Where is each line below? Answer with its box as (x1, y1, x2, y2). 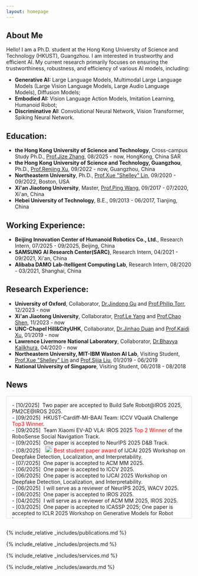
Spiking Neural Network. (14, 114, 75, 121)
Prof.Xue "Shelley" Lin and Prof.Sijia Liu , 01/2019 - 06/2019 (14, 356, 158, 364)
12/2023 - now (14, 306, 51, 313)
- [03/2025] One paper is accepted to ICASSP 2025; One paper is (12, 503, 173, 510)
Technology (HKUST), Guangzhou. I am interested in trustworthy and (6, 53, 174, 60)
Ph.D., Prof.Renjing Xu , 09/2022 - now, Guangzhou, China (14, 166, 156, 173)
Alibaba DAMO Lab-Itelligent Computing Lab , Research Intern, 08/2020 (14, 261, 192, 269)
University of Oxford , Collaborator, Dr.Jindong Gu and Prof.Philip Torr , (14, 300, 186, 307)
